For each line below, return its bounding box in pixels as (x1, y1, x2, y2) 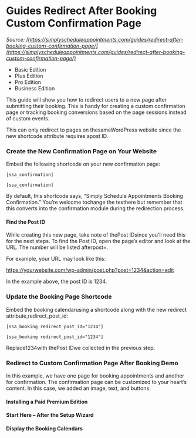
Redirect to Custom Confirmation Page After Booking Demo (6, 359, 179, 367)
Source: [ (6, 36, 28, 43)
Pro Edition (14, 78, 42, 86)
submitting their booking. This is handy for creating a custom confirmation (6, 102, 186, 109)
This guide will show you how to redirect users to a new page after (6, 96, 167, 103)
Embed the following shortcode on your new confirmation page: (6, 160, 161, 168)
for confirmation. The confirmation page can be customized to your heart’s (6, 379, 187, 386)
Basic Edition (14, 66, 46, 73)
